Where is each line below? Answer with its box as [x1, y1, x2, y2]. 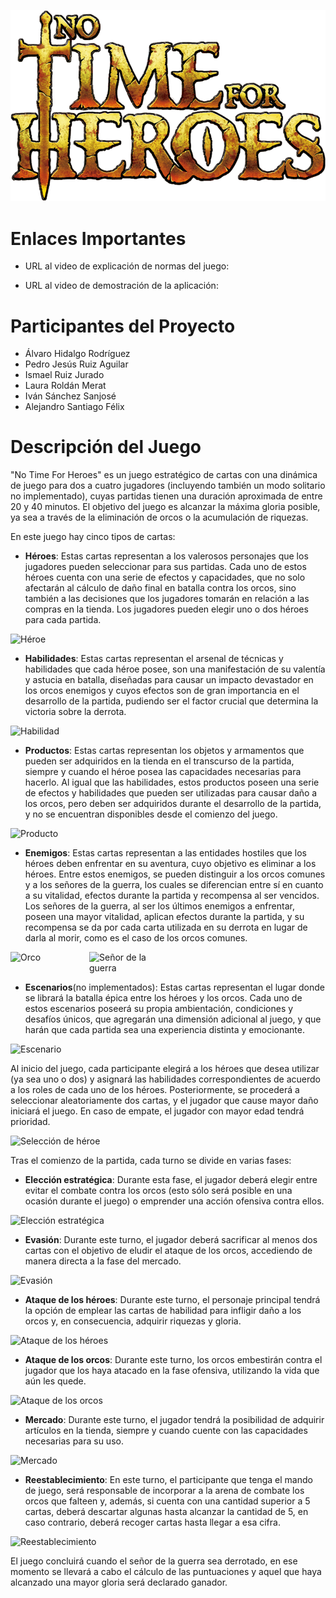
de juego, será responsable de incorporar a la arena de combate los [24, 1485, 305, 1497]
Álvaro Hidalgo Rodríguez [24, 348, 131, 360]
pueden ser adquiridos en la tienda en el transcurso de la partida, [24, 755, 295, 767]
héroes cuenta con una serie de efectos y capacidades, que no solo [24, 571, 306, 584]
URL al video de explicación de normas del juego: [24, 260, 230, 272]
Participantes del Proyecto [10, 315, 236, 337]
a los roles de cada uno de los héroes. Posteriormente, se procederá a [10, 1084, 300, 1096]
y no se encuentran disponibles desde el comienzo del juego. [24, 808, 278, 820]
